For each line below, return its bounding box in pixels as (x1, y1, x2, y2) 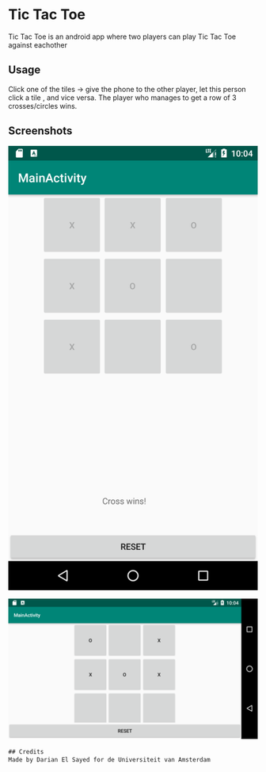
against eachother (8, 40, 67, 49)
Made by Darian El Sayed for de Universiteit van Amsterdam (8, 756, 211, 764)
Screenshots (8, 125, 73, 138)
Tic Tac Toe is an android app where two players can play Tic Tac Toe (8, 32, 237, 41)
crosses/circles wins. (8, 101, 78, 110)
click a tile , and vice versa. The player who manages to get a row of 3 (8, 93, 237, 102)
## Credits (8, 748, 44, 756)
